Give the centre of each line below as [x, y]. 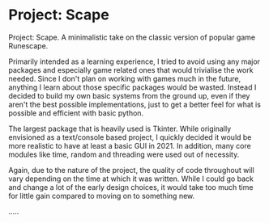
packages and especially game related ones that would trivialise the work [131, 69]
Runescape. [28, 45]
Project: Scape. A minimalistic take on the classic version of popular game [132, 37]
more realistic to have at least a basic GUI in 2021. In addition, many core [130, 145]
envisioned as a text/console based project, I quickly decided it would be [130, 137]
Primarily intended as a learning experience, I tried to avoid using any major [134, 61]
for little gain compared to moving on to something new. [102, 196]
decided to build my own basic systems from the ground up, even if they [129, 95]
